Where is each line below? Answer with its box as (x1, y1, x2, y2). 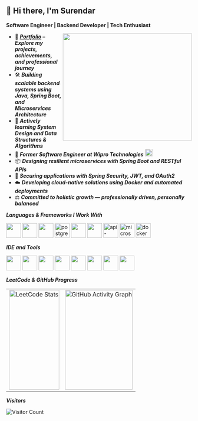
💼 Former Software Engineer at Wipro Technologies (14, 151, 144, 158)
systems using (14, 86, 52, 93)
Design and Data (14, 129, 57, 136)
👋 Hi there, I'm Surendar (6, 6, 95, 16)
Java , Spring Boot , (14, 92, 62, 99)
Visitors (6, 397, 27, 404)
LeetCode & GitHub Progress (6, 276, 78, 283)
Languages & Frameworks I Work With (6, 211, 103, 218)
